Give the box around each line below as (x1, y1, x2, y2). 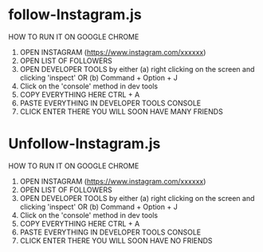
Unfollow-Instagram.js (8, 135, 161, 153)
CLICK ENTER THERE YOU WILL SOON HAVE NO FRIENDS (19, 235, 213, 245)
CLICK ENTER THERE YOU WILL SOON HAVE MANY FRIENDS (19, 106, 223, 116)
